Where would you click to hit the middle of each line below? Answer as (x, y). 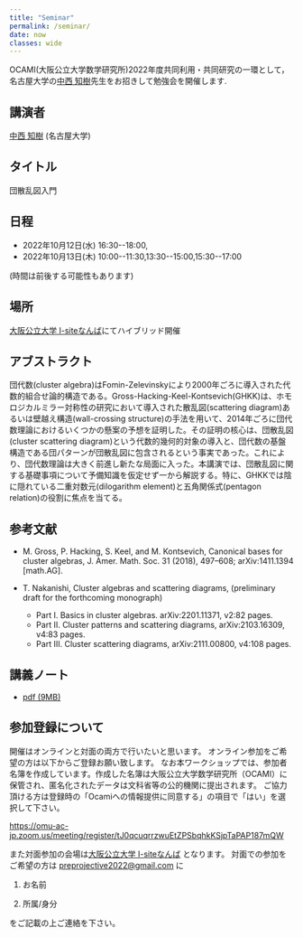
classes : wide (36, 43)
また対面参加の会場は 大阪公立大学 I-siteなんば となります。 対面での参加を (148, 854)
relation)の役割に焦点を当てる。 (69, 498)
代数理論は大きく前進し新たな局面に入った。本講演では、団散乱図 (155, 464)
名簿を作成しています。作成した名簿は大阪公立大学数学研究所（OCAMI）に (148, 773)
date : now (28, 34)
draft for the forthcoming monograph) (92, 598)
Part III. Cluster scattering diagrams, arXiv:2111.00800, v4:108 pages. (163, 644)
